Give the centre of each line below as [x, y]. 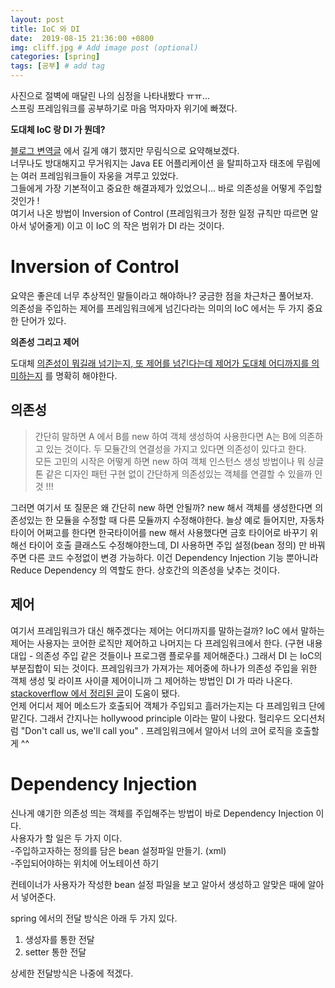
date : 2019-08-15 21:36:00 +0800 [82, 38]
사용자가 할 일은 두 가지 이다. [66, 838]
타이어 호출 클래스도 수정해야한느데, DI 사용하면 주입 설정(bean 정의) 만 [168, 545]
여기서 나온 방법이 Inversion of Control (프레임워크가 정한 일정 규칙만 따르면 [159, 213]
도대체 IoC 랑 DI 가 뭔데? [58, 129]
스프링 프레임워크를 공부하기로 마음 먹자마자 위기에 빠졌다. [124, 108]
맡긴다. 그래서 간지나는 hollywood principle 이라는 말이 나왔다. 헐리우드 [151, 718]
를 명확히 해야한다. [81, 375]
